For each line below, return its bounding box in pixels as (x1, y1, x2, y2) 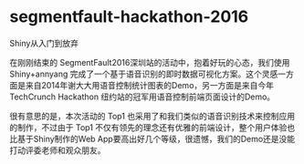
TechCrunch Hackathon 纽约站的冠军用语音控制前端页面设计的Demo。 (9, 91, 276, 102)
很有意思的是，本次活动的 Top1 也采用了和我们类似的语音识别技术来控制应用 (9, 110, 296, 121)
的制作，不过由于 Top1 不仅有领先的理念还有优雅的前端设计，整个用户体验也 (9, 121, 296, 133)
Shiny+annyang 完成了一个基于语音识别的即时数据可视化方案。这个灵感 (9, 68, 278, 79)
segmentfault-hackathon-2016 (9, 6, 249, 27)
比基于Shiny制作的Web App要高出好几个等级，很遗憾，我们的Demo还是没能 (9, 133, 296, 144)
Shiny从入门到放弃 (9, 37, 79, 48)
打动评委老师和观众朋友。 (9, 144, 106, 156)
